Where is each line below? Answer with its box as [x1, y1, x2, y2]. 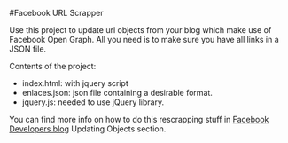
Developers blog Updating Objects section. [9, 123, 167, 134]
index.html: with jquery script [21, 78, 128, 88]
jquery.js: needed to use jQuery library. [21, 97, 165, 107]
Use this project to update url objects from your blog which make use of [9, 25, 272, 35]
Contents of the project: [9, 61, 97, 71]
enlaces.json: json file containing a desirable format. [21, 88, 213, 98]
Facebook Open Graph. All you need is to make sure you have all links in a [9, 35, 279, 44]
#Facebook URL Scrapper [9, 8, 104, 18]
